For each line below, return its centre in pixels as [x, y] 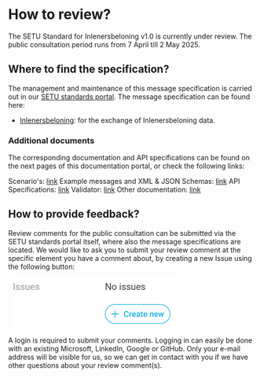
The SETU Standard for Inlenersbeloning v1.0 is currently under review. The [130, 36]
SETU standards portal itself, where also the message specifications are [125, 241]
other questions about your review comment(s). [85, 365]
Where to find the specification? [89, 70]
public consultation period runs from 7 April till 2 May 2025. [104, 44]
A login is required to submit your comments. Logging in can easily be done [130, 340]
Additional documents [51, 141]
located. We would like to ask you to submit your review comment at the [125, 250]
